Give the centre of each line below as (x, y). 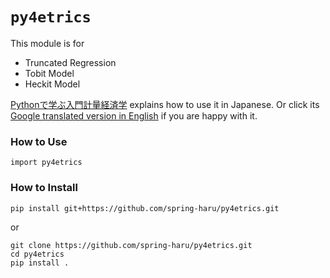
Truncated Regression (70, 62)
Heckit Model (52, 84)
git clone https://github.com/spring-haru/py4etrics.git (131, 245)
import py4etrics (46, 163)
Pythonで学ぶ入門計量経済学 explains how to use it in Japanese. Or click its (165, 104)
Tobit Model (49, 73)
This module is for (47, 43)
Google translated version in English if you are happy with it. (134, 115)
